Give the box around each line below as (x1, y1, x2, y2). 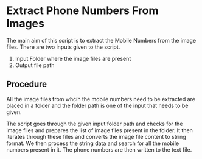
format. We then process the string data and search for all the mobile (6, 140, 179, 147)
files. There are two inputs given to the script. (6, 43, 120, 51)
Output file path (15, 62, 55, 69)
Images (6, 16, 44, 30)
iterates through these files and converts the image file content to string (6, 133, 187, 140)
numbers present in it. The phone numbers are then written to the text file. (6, 146, 192, 153)
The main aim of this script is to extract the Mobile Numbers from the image (6, 37, 197, 44)
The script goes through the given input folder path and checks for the (6, 120, 183, 127)
